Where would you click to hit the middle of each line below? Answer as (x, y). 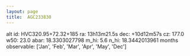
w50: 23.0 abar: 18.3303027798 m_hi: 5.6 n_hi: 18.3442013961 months (92, 40)
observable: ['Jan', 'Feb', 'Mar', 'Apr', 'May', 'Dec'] (66, 46)
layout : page (22, 11)
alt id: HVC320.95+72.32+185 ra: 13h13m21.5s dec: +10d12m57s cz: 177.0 (95, 34)
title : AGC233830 (29, 17)
